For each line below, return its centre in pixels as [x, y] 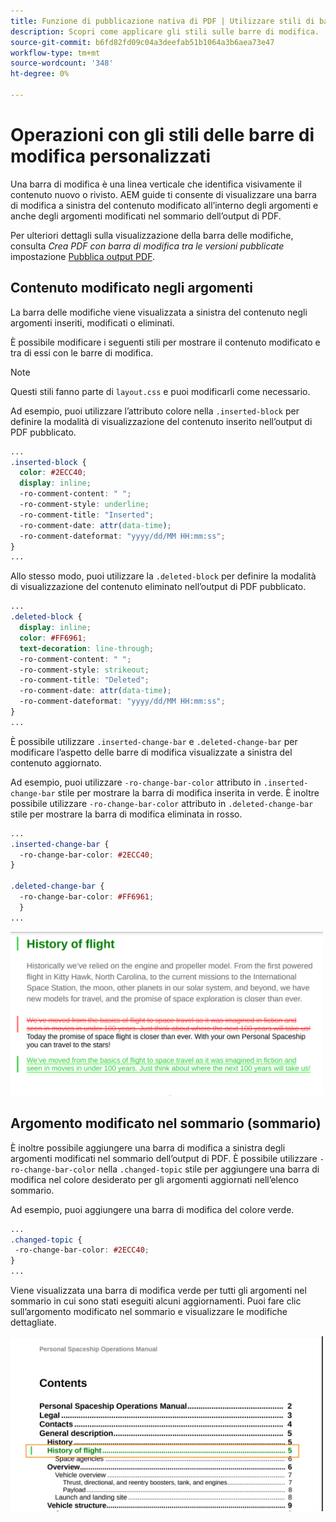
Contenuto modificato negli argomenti [131, 288]
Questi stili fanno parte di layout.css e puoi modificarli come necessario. [160, 391]
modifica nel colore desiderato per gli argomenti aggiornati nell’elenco [154, 1179]
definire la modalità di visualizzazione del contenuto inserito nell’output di [161, 421]
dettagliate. [33, 1322]
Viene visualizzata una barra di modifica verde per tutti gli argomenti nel [158, 1291]
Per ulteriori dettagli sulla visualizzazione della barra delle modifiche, [152, 235]
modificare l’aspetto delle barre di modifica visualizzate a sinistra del [151, 752]
